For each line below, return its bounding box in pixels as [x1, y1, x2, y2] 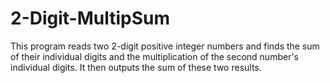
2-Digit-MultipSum [10, 7, 171, 30]
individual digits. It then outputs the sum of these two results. [10, 61, 262, 73]
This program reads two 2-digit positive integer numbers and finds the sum [10, 40, 320, 52]
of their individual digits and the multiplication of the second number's [10, 50, 300, 62]
